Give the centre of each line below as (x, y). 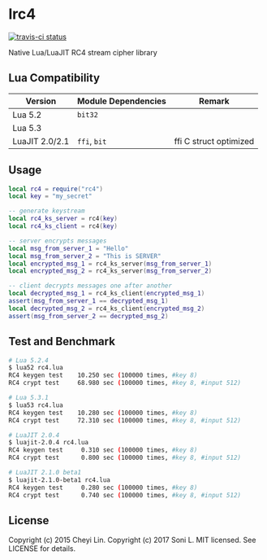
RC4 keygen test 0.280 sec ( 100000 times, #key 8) (103, 488)
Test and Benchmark (62, 341)
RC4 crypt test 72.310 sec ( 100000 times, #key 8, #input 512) (125, 420)
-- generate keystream (47, 211)
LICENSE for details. (42, 549)
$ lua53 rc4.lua (36, 405)
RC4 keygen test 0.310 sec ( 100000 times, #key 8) (103, 450)
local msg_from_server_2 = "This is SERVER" (85, 256)
